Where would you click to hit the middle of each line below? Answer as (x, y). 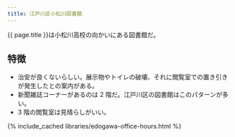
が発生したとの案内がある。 (58, 86)
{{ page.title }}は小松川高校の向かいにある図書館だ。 (84, 34)
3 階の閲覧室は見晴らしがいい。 (64, 112)
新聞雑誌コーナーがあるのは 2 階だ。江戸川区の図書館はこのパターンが (120, 95)
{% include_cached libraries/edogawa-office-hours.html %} (95, 126)
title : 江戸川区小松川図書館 (45, 14)
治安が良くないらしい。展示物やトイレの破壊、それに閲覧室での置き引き (122, 77)
